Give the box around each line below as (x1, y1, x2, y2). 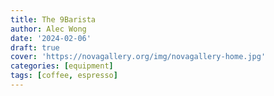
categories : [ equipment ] (10, 61, 114, 71)
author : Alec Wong (10, 24, 87, 34)
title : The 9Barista (10, 14, 97, 25)
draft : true (10, 42, 60, 53)
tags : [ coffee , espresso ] (10, 71, 118, 81)
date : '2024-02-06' (10, 33, 92, 43)
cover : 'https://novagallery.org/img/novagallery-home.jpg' (10, 52, 267, 62)
